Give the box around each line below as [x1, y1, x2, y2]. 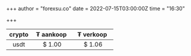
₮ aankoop [35, 31, 67, 38]
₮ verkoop [77, 31, 107, 38]
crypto [9, 31, 29, 38]
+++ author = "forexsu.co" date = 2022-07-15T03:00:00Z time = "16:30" [6, 5, 185, 12]
